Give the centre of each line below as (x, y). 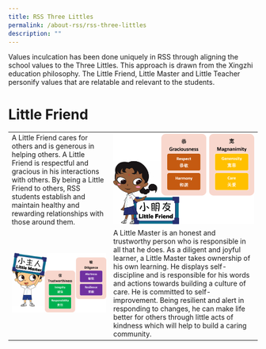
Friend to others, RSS (46, 188)
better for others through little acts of (173, 317)
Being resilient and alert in (202, 301)
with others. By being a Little (58, 180)
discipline (129, 275)
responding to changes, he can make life (179, 309)
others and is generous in (53, 146)
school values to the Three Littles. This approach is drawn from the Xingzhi (131, 65)
